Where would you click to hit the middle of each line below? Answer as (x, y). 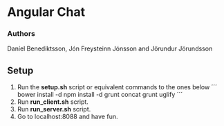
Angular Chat (46, 12)
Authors (21, 34)
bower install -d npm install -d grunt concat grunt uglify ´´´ (100, 95)
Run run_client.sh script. (53, 102)
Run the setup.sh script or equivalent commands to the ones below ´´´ (117, 87)
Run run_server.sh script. (54, 109)
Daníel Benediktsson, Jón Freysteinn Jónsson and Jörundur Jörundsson (110, 48)
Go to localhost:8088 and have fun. (67, 117)
